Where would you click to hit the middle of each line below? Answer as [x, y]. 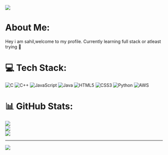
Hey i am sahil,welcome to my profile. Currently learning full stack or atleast [83, 41]
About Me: [27, 28]
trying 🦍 [13, 46]
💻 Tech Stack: [36, 68]
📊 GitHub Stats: [39, 106]
